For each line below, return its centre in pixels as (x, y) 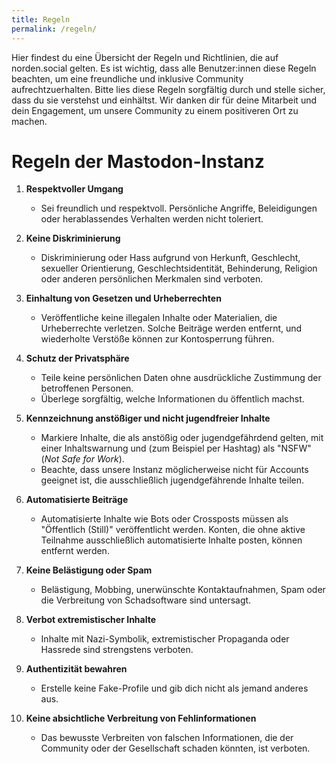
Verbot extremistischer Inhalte (91, 620)
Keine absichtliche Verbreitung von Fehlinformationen (141, 718)
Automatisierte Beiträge (77, 500)
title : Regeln (41, 19)
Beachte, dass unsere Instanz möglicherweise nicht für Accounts (174, 470)
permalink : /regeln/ (54, 29)
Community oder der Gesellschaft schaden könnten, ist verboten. (175, 748)
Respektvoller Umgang (74, 189)
